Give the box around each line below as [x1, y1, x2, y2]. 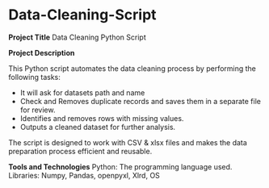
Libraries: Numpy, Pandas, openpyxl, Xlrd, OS [8, 170, 160, 180]
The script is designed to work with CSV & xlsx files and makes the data [8, 137, 248, 147]
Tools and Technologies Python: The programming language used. [8, 161, 233, 171]
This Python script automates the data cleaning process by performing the [8, 63, 256, 73]
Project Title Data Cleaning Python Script [8, 32, 147, 42]
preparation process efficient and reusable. [8, 146, 153, 156]
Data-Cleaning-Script [8, 6, 157, 24]
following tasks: [8, 72, 61, 81]
